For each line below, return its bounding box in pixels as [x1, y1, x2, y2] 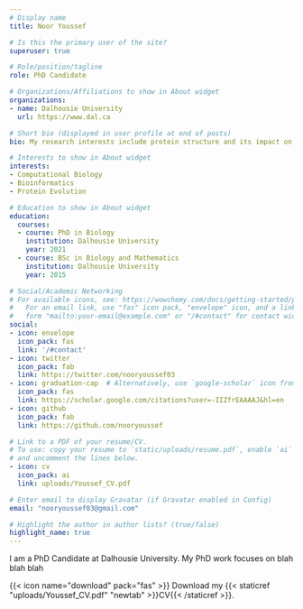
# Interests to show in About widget [9, 153, 151, 162]
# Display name [9, 13, 67, 23]
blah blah [9, 563, 44, 574]
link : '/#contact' [17, 345, 87, 355]
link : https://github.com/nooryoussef [17, 420, 164, 429]
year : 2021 [25, 245, 67, 254]
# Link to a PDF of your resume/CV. [9, 437, 147, 447]
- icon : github [9, 403, 67, 413]
